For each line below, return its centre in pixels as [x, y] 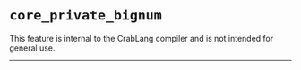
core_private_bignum [86, 16]
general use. [32, 48]
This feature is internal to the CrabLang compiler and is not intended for [142, 38]
